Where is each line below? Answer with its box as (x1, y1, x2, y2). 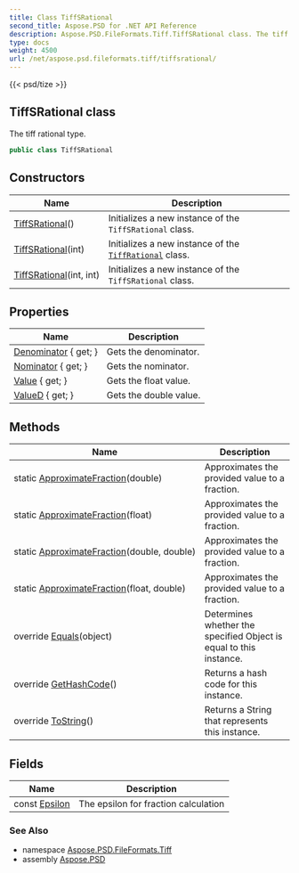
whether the (204, 619, 255, 632)
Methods (9, 420, 61, 435)
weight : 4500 (9, 46, 58, 55)
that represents (204, 714, 269, 727)
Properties (9, 304, 69, 319)
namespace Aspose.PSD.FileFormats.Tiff (21, 844, 173, 855)
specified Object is (204, 630, 283, 642)
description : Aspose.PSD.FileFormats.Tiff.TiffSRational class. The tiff (9, 29, 289, 38)
